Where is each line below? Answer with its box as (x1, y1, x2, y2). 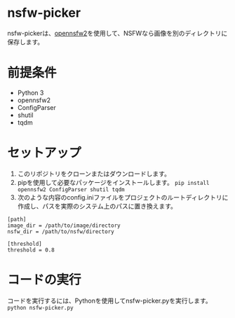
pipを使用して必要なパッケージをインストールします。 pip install (17, 178, 210, 186)
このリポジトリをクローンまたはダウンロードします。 (17, 170, 170, 178)
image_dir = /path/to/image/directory (7, 222, 121, 229)
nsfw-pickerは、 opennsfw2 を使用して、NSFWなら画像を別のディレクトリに (7, 29, 228, 37)
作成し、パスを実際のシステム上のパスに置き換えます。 (17, 202, 177, 210)
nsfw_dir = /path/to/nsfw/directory (7, 228, 114, 235)
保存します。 (7, 37, 44, 46)
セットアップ (7, 145, 82, 161)
